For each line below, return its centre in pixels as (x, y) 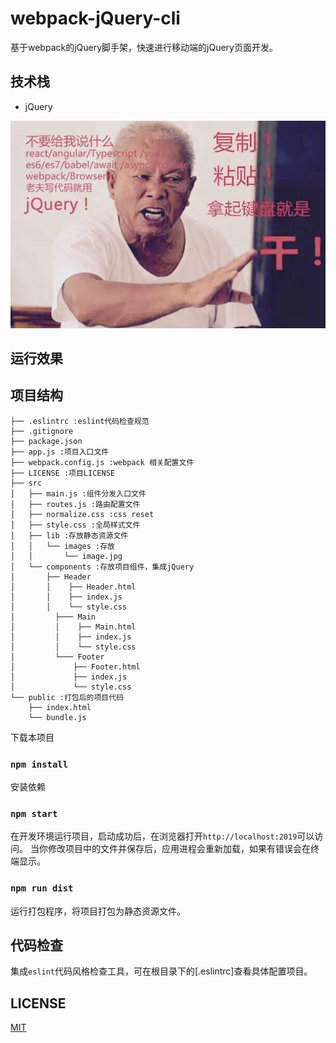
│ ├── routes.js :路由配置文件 (75, 504)
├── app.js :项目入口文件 (60, 452)
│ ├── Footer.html (75, 667)
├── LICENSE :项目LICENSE (62, 473)
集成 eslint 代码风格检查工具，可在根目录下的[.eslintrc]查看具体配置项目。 (161, 971)
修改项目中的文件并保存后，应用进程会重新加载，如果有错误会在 (179, 849)
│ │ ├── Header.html (73, 587)
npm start (34, 813)
